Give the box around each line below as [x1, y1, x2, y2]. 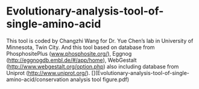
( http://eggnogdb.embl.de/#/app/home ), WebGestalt [6, 56, 137, 64]
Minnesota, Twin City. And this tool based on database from [6, 44, 155, 51]
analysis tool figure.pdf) [70, 76, 130, 83]
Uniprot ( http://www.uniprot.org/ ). [6, 69, 90, 76]
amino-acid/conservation [6, 76, 69, 83]
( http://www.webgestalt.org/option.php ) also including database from [6, 62, 179, 70]
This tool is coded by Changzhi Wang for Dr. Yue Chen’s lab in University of [6, 37, 194, 44]
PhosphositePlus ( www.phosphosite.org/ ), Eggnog [6, 50, 132, 57]
